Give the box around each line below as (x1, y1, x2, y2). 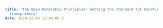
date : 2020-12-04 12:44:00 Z (5, 16, 64, 20)
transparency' (9, 11, 38, 16)
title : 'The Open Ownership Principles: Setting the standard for (5, 7, 142, 12)
